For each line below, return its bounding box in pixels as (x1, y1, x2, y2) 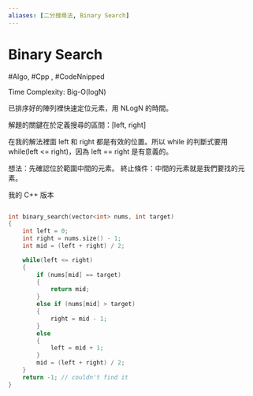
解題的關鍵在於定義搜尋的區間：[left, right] (8, 120, 147, 129)
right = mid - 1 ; (50, 315, 108, 323)
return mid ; (50, 286, 90, 293)
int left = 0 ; (22, 227, 69, 235)
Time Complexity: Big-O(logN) (8, 87, 106, 96)
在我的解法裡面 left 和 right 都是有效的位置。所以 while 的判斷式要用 (8, 136, 229, 146)
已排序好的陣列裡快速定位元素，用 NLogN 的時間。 (8, 103, 173, 113)
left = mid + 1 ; (50, 344, 104, 352)
